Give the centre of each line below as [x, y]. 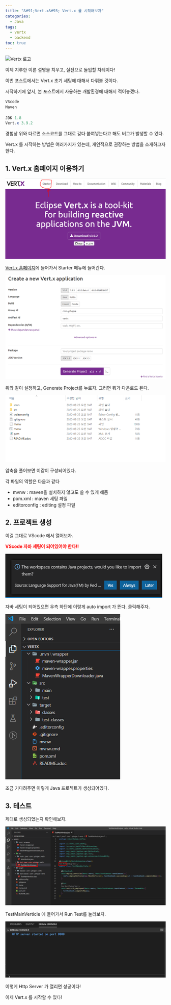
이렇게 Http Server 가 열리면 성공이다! [43, 987]
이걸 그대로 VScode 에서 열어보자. [39, 536]
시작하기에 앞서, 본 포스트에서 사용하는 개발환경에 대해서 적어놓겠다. [73, 91]
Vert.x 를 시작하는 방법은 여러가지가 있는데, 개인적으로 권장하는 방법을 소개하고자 [85, 144]
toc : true [16, 43]
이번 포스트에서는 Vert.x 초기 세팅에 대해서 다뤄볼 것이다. [62, 80]
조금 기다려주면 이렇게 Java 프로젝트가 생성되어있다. [57, 788]
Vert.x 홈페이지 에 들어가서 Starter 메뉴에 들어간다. [55, 267]
